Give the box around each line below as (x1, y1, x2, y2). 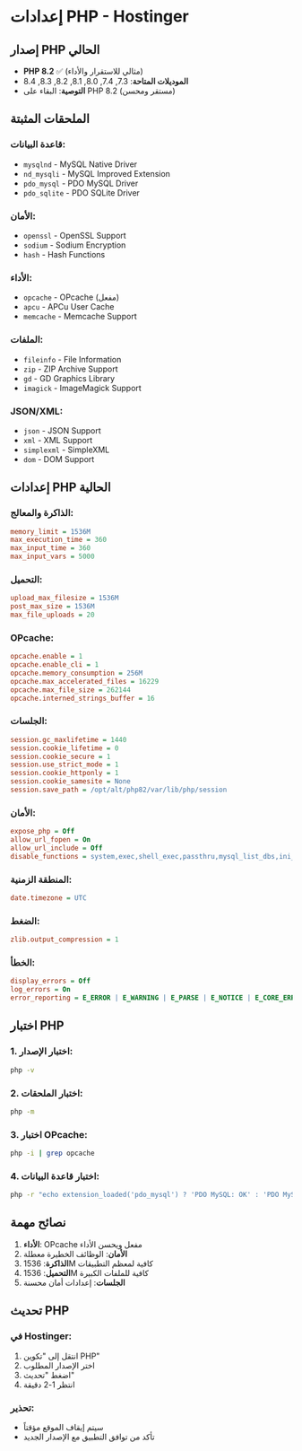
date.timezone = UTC (10, 894, 88, 903)
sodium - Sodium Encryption (22, 240, 126, 250)
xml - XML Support (22, 434, 93, 445)
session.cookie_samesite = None (10, 777, 131, 786)
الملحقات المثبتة (10, 111, 91, 127)
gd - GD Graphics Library (22, 372, 116, 383)
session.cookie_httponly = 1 (10, 769, 119, 778)
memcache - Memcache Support (22, 311, 137, 322)
